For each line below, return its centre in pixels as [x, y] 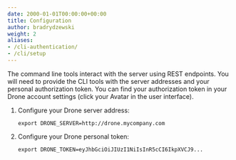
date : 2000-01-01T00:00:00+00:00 [57, 14]
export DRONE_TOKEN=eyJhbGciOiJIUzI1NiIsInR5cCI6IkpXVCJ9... [111, 149]
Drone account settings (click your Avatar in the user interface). [101, 96]
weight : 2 [22, 34]
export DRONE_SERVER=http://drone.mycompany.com [91, 123]
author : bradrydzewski [41, 27]
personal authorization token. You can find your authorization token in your [117, 89]
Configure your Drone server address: [73, 110]
